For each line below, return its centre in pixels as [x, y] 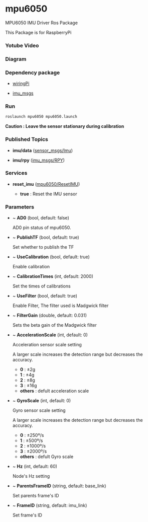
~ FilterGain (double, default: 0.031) [49, 316]
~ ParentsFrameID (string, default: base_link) [59, 486]
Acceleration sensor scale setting [47, 345]
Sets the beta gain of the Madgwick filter [54, 325]
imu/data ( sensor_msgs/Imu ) [43, 150]
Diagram [16, 59]
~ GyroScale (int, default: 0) [42, 401]
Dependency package [33, 72]
